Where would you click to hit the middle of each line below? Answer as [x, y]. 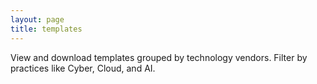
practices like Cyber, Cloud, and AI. [83, 68]
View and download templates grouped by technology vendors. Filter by [159, 57]
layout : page [37, 19]
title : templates [46, 29]
